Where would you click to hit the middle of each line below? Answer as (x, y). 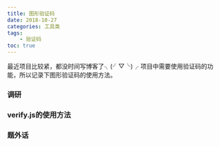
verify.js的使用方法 (39, 115)
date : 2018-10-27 (32, 20)
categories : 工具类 (34, 26)
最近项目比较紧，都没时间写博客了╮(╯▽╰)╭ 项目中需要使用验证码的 (107, 66)
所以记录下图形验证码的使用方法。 (67, 75)
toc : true (21, 46)
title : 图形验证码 (31, 13)
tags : (15, 33)
